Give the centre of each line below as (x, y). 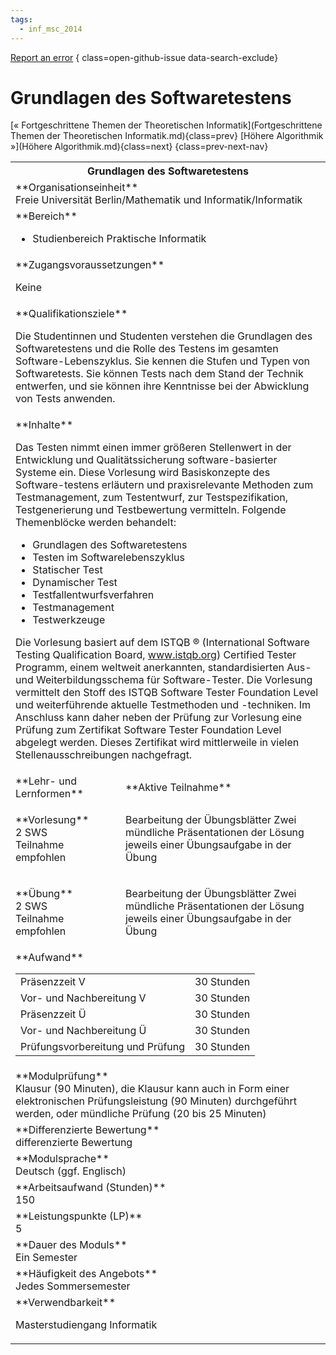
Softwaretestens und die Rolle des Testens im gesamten (147, 349)
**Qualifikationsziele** (71, 314)
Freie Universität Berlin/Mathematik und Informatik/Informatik (159, 200)
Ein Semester (46, 1258)
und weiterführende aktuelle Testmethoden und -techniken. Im (163, 705)
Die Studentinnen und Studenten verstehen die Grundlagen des (164, 336)
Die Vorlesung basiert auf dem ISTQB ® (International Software (162, 643)
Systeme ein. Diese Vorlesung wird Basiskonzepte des (143, 473)
